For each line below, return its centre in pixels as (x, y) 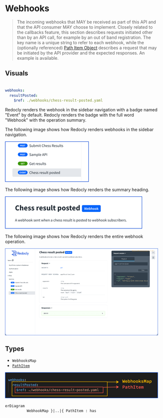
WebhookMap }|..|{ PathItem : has (61, 411)
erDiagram (15, 406)
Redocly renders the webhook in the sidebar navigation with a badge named (81, 110)
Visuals (16, 73)
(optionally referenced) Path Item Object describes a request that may (87, 48)
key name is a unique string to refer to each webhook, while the (80, 42)
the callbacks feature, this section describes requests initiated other (85, 32)
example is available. (38, 58)
